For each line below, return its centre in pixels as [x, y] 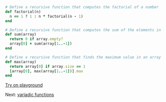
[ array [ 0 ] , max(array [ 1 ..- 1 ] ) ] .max [46, 71]
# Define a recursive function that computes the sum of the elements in [83, 30]
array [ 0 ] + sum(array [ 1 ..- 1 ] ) [41, 44]
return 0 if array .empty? [37, 39]
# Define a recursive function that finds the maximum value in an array [83, 57]
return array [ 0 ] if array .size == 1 [47, 66]
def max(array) [21, 62]
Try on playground [24, 85]
